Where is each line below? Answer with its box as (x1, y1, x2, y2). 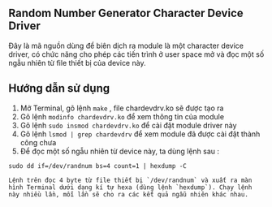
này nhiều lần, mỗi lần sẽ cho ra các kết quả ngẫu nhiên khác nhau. (8, 190, 249, 198)
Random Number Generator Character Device (8, 6, 244, 20)
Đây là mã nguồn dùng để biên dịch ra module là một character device (8, 41, 244, 50)
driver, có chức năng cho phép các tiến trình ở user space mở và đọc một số (8, 49, 265, 59)
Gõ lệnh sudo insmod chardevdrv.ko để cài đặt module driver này (19, 120, 237, 130)
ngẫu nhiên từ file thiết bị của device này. (8, 58, 146, 67)
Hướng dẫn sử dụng (8, 81, 110, 96)
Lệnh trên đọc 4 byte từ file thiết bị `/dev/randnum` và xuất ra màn (8, 176, 253, 184)
